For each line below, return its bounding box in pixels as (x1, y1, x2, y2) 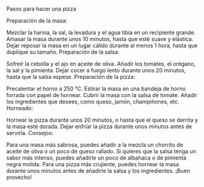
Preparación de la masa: (6, 17, 68, 24)
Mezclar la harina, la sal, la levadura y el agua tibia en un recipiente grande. (6, 29, 196, 36)
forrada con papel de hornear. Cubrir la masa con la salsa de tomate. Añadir (6, 92, 197, 98)
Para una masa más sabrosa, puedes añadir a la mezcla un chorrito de (6, 141, 183, 148)
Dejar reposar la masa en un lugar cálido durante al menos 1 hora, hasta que (6, 42, 198, 49)
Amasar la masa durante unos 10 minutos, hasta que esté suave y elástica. (6, 35, 194, 42)
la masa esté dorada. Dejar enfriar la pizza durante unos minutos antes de (6, 123, 192, 130)
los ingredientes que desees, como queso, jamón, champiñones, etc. (6, 98, 180, 105)
